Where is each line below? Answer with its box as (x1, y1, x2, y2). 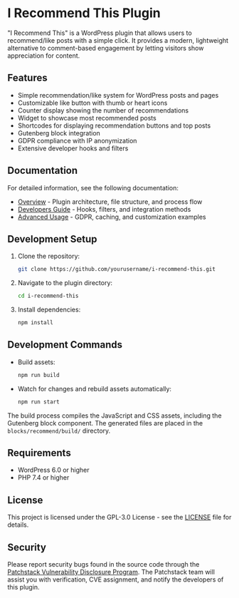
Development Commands (7, 339, 123, 351)
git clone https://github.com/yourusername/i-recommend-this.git (17, 266, 216, 273)
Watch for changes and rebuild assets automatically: (17, 384, 172, 393)
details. (7, 520, 29, 529)
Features (7, 72, 48, 84)
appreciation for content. (7, 51, 80, 60)
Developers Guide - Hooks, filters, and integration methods (17, 205, 191, 213)
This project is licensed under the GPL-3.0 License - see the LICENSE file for (7, 513, 232, 522)
